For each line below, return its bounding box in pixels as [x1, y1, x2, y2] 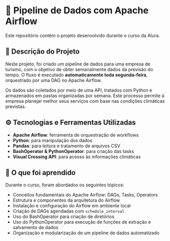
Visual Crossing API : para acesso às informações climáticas [12, 154, 141, 160]
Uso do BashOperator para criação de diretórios [12, 213, 115, 220]
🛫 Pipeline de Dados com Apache [5, 5, 149, 16]
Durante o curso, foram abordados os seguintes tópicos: [5, 182, 124, 188]
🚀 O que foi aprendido [5, 168, 76, 177]
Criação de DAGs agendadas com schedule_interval [12, 208, 124, 214]
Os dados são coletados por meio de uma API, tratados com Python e [5, 87, 153, 93]
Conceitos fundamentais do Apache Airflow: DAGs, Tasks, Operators [12, 192, 158, 198]
